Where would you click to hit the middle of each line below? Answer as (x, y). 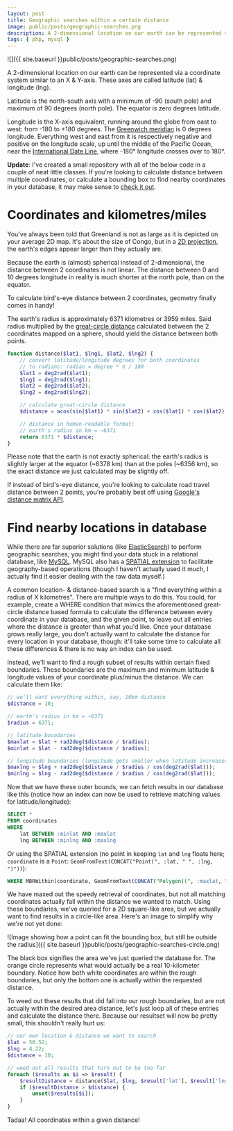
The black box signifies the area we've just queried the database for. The (112, 958)
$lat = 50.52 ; (28, 1043)
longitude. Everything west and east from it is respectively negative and (110, 137)
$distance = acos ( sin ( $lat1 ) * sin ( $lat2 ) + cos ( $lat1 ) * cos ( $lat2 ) (122, 412)
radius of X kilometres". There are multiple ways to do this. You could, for (112, 597)
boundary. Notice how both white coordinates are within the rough (102, 973)
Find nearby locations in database (107, 528)
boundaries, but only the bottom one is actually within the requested (105, 980)
